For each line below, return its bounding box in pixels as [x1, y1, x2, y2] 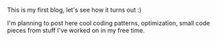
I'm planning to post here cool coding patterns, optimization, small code [7, 19, 211, 27]
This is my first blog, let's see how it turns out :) [7, 6, 142, 14]
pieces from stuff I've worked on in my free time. [7, 27, 146, 34]
